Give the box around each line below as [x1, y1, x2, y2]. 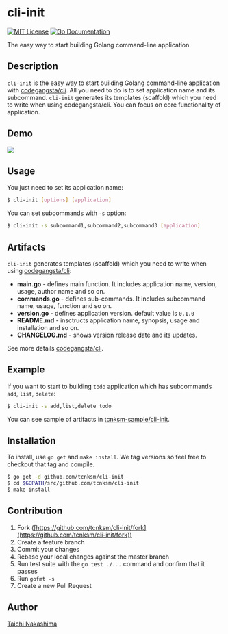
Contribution [7, 505, 63, 517]
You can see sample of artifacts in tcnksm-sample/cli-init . [7, 415, 170, 423]
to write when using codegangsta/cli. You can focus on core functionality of [7, 101, 221, 109]
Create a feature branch [16, 537, 85, 546]
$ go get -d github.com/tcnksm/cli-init [7, 474, 125, 481]
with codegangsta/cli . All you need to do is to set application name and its [7, 86, 216, 94]
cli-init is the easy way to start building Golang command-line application [7, 79, 220, 87]
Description [7, 60, 58, 73]
